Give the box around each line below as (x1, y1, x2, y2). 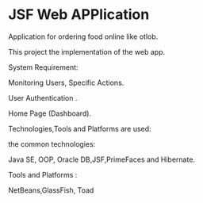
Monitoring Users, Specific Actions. (8, 78, 124, 87)
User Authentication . (8, 93, 78, 102)
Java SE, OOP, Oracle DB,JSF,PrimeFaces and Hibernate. (8, 155, 196, 164)
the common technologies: (8, 139, 96, 148)
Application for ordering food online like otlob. (8, 32, 159, 41)
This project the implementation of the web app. (8, 47, 166, 56)
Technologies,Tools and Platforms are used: (8, 124, 152, 133)
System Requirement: (8, 62, 79, 72)
